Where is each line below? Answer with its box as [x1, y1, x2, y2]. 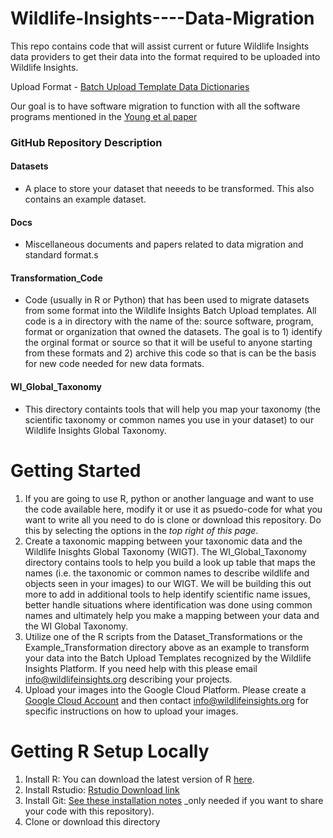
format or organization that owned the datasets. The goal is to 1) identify [24, 326, 323, 338]
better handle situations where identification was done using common [24, 598, 313, 611]
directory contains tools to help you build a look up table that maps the [24, 556, 316, 568]
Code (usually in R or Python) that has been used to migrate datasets [24, 294, 310, 306]
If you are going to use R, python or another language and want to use [24, 492, 315, 504]
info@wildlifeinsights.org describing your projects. [24, 673, 233, 685]
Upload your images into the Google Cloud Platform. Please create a [24, 683, 307, 696]
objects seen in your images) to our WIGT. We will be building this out [24, 577, 312, 589]
